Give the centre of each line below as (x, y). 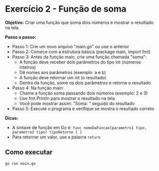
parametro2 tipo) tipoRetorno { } (47, 132)
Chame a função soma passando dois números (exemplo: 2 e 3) (84, 93)
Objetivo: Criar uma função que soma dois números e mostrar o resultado (79, 22)
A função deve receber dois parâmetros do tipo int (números (80, 62)
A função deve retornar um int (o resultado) (63, 77)
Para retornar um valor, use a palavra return (56, 137)
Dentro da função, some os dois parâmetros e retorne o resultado (85, 83)
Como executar (29, 152)
